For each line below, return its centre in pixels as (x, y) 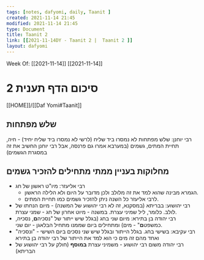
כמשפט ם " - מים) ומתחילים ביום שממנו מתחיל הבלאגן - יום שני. (89, 225)
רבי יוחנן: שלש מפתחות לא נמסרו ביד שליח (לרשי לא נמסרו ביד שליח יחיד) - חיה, (99, 139)
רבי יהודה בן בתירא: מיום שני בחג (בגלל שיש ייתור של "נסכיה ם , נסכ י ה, (96, 218)
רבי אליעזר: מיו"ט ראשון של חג (50, 186)
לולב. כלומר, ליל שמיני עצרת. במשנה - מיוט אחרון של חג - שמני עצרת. (96, 212)
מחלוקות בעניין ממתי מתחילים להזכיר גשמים (88, 172)
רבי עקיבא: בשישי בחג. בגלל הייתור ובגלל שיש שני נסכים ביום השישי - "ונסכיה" (105, 232)
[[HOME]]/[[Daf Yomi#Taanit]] (44, 105)
